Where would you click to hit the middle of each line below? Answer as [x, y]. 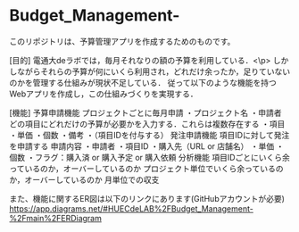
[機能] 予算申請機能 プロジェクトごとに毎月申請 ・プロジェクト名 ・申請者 [145, 112]
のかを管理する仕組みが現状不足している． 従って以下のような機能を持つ [143, 82]
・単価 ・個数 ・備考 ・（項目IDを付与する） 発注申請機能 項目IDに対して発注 [149, 135]
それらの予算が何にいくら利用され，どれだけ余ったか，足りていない [165, 71]
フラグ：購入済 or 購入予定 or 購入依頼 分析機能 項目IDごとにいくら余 [162, 157]
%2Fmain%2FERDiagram [56, 218]
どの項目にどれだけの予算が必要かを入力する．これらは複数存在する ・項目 [147, 124]
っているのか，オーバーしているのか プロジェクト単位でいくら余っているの [146, 168]
